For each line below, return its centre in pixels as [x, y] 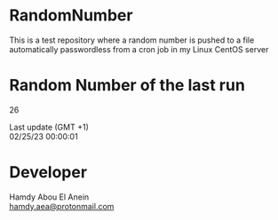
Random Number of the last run [127, 86]
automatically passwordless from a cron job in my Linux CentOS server [139, 49]
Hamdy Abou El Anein [49, 197]
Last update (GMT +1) [49, 127]
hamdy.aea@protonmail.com [62, 206]
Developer [48, 173]
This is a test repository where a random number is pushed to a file [132, 40]
